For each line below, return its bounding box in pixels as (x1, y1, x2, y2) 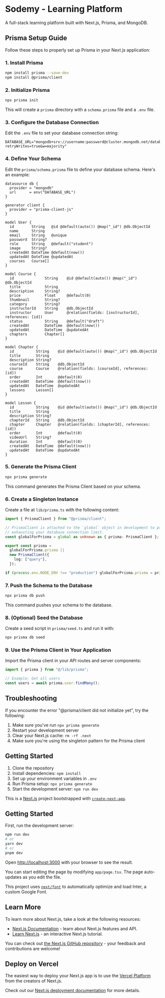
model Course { (5, 271, 36, 276)
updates (5, 874, 22, 880)
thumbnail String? (9, 297, 60, 302)
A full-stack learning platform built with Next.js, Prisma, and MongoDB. (5, 20, 148, 26)
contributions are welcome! (5, 945, 60, 951)
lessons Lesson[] (9, 387, 54, 393)
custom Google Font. (5, 888, 48, 895)
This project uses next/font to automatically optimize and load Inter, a (5, 884, 147, 889)
